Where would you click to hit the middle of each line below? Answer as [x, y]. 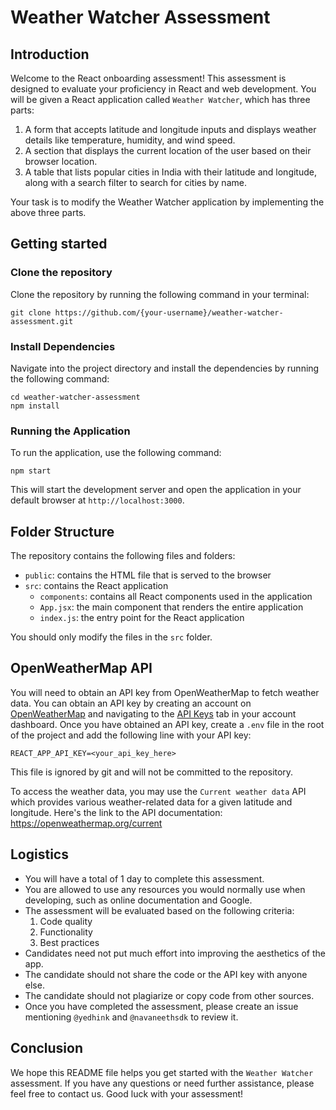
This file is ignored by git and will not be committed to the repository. [152, 772]
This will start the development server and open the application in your [156, 490]
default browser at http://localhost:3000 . [97, 500]
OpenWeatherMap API [81, 668]
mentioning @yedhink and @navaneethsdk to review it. [131, 1017]
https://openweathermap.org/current [86, 823]
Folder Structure [62, 531]
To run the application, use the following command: [116, 453]
